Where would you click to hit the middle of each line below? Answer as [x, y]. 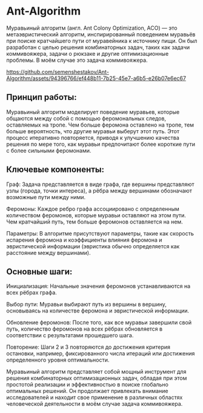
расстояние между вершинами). [48, 253]
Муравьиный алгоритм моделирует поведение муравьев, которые [93, 112]
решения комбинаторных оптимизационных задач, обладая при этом [97, 378]
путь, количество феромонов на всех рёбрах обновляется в [84, 329]
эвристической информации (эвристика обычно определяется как [93, 246]
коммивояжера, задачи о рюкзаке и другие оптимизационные [88, 53]
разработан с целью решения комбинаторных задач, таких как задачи [98, 47]
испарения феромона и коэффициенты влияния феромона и [84, 240]
